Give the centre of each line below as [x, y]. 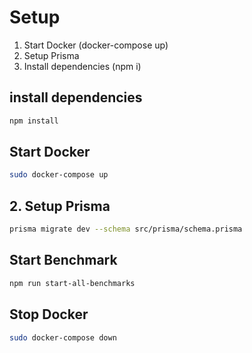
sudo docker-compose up [59, 175]
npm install [34, 121]
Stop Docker [49, 314]
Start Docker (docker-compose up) [96, 45]
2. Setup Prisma [60, 206]
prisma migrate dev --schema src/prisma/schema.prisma [126, 229]
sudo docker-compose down [63, 337]
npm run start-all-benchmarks [72, 283]
